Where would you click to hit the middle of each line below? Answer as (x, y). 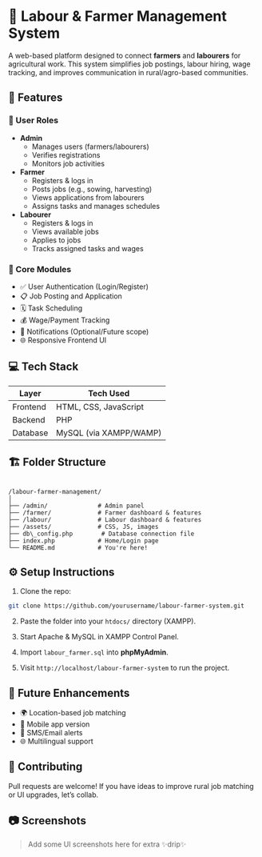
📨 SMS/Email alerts (51, 733)
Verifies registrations (66, 154)
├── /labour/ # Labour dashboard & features (105, 519)
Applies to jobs (56, 240)
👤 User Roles (33, 121)
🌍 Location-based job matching (73, 713)
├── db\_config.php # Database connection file (101, 534)
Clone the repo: (46, 591)
